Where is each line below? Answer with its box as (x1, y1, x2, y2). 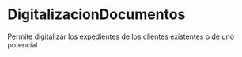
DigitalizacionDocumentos (7, 6, 186, 24)
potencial (7, 40, 38, 49)
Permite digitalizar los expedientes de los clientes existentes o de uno (7, 32, 235, 41)
